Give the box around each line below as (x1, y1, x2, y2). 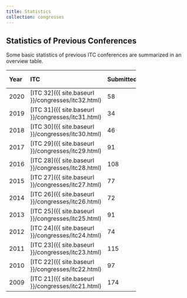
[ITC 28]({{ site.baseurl (30, 156, 95, 165)
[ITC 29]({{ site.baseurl (30, 139, 95, 148)
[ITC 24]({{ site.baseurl (30, 224, 95, 232)
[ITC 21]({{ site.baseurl (30, 274, 95, 283)
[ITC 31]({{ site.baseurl (30, 106, 95, 114)
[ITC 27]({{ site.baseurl (30, 173, 95, 182)
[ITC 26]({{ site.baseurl (30, 190, 95, 199)
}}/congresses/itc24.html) (30, 232, 102, 240)
